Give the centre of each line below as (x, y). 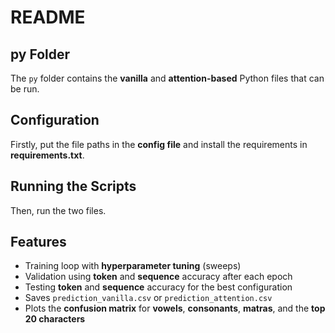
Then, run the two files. (58, 210)
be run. (25, 89)
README (48, 17)
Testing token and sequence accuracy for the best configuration (158, 287)
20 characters (55, 319)
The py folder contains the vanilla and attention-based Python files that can (167, 78)
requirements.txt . (47, 155)
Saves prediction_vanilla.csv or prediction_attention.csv (148, 298)
